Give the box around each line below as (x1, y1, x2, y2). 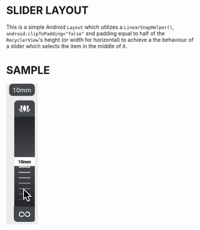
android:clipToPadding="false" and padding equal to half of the (6, 29, 165, 37)
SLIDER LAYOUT (6, 4, 89, 17)
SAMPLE (6, 63, 50, 77)
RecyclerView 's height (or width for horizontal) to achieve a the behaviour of (6, 36, 194, 43)
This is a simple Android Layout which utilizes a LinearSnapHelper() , (6, 23, 174, 31)
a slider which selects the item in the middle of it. (6, 43, 127, 50)
